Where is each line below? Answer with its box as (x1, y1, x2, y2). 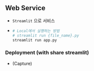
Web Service (5, 4, 46, 12)
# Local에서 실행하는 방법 (12, 28, 60, 34)
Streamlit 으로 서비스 (12, 17, 55, 24)
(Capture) (12, 60, 32, 66)
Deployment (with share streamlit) (5, 49, 89, 56)
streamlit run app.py (12, 37, 57, 42)
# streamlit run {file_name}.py (12, 33, 79, 38)
